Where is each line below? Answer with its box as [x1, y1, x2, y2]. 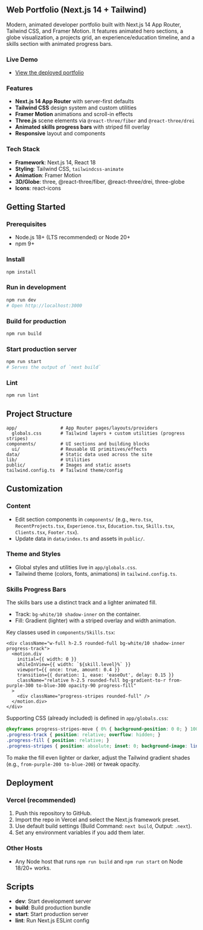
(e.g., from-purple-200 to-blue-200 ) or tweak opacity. [6, 760, 140, 767]
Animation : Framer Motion [14, 172, 82, 179]
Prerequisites [6, 220, 47, 228]
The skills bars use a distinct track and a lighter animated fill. [6, 599, 157, 606]
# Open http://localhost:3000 [6, 302, 83, 309]
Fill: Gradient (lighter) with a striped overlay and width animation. [14, 617, 176, 624]
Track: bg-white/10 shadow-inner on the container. [14, 610, 141, 618]
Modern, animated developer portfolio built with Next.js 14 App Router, [6, 21, 181, 28]
